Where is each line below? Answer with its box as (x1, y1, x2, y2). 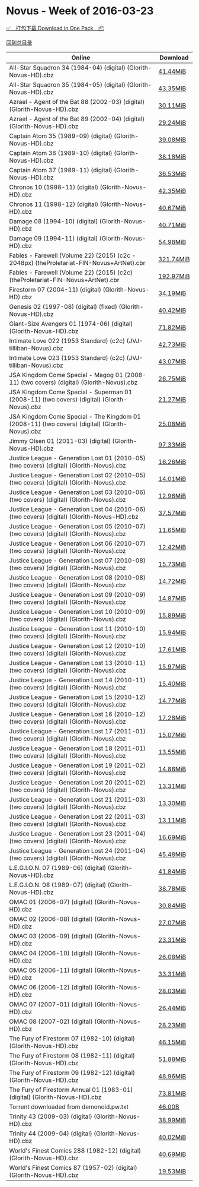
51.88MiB (158, 1055, 187, 1063)
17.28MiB (158, 714, 187, 722)
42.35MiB (158, 186, 187, 195)
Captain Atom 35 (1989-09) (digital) (9, 132, 113, 140)
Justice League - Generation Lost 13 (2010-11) (9, 659, 146, 667)
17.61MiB (158, 645, 187, 654)
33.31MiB (158, 970, 187, 978)
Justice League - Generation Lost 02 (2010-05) (9, 471, 146, 479)
